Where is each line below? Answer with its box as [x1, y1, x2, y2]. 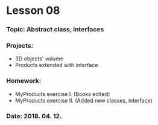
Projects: [6, 42, 34, 50]
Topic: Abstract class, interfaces [6, 25, 104, 34]
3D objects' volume [14, 55, 64, 62]
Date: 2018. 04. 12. [6, 112, 62, 120]
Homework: [6, 77, 42, 85]
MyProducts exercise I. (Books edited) [14, 90, 110, 97]
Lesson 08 [6, 4, 60, 18]
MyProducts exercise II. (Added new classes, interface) [14, 97, 153, 104]
